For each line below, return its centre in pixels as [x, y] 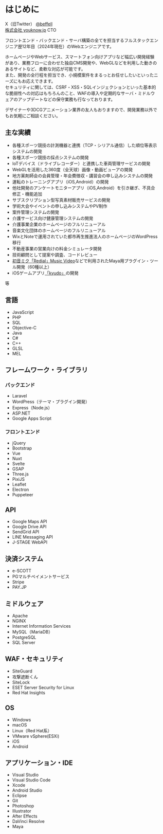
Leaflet [19, 484]
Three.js [20, 474]
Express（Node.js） [32, 408]
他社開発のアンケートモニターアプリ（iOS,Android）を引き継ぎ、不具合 [83, 188]
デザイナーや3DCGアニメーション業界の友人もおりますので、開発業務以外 [79, 109]
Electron [20, 490]
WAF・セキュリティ [35, 659]
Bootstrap [22, 448]
